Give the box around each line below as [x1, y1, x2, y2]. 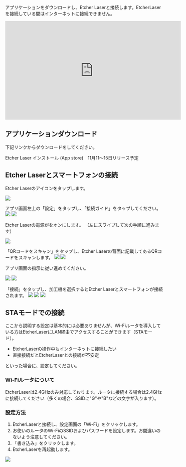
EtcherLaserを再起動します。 [12, 446, 73, 452]
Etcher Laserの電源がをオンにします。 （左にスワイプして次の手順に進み [5, 222, 155, 228]
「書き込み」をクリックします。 [12, 440, 79, 446]
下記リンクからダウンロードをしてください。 [5, 144, 98, 150]
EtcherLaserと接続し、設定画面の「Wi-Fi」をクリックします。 [12, 421, 141, 427]
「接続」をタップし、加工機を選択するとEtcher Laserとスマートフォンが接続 [5, 286, 163, 292]
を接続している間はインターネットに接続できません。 [5, 11, 115, 17]
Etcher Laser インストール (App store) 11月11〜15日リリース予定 [5, 154, 139, 161]
